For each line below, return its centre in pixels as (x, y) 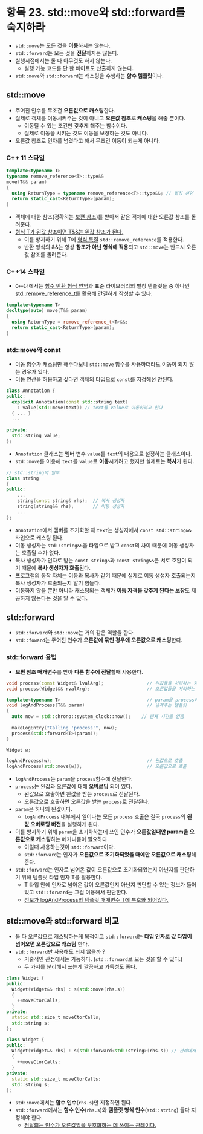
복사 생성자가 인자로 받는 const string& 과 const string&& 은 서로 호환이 (101, 560)
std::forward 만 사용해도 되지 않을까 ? (60, 951)
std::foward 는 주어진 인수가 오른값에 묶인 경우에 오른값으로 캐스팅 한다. (99, 640)
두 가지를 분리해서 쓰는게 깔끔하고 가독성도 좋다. (80, 966)
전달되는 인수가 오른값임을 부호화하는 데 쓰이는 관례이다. (90, 1125)
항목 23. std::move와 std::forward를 (96, 12)
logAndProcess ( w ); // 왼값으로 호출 (95, 761)
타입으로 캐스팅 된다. (39, 537)
